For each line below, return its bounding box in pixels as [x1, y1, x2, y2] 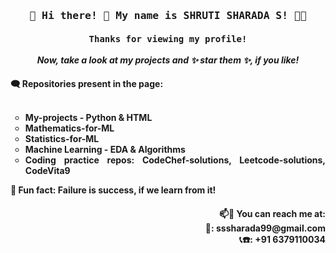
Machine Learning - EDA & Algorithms [24, 144, 186, 156]
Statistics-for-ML [24, 133, 100, 145]
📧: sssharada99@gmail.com [204, 222, 326, 234]
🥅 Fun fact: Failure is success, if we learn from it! [10, 184, 217, 196]
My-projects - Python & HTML [24, 112, 153, 124]
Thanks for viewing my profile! [88, 33, 248, 44]
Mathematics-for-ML [24, 122, 115, 134]
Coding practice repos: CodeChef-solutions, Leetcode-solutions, [24, 154, 326, 166]
